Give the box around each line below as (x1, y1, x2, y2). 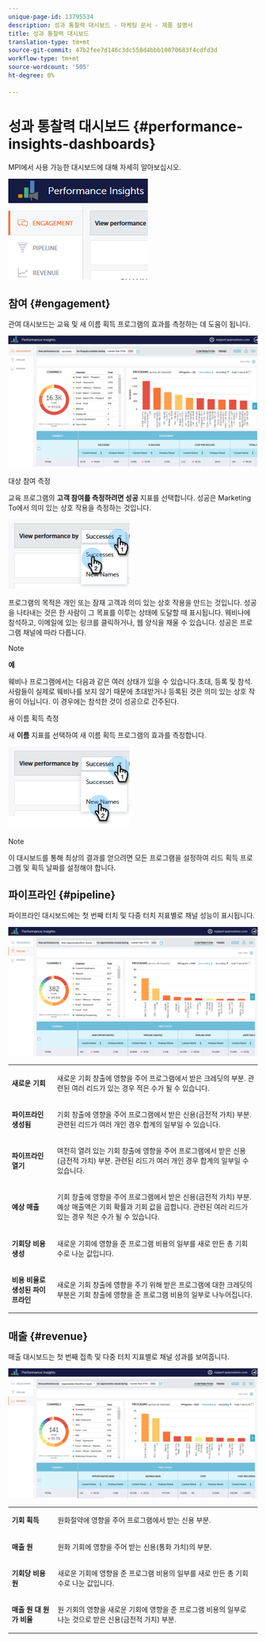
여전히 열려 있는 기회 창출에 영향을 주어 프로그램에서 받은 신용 (56, 1146, 247, 1156)
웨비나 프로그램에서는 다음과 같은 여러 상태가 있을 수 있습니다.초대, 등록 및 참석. (8, 676, 253, 686)
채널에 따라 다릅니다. (22, 628, 87, 637)
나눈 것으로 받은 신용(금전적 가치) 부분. (57, 1615, 177, 1625)
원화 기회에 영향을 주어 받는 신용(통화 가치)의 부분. (57, 1542, 212, 1551)
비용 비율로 (11, 1275, 46, 1285)
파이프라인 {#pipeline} (8, 888, 116, 902)
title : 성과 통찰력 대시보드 (8, 29, 89, 37)
